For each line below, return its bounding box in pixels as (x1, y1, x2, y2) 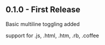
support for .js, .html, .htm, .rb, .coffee (5, 32, 100, 39)
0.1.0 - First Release (5, 5, 81, 15)
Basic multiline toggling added (5, 20, 80, 27)
